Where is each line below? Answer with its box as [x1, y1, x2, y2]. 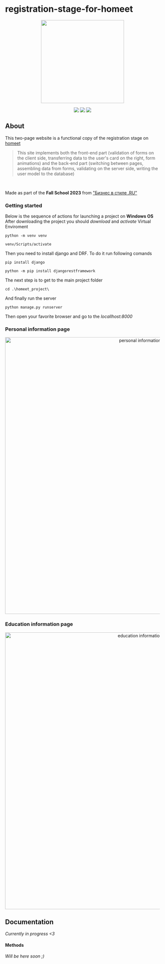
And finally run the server [5, 295, 56, 301]
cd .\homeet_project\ [5, 287, 50, 292]
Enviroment [5, 224, 28, 230]
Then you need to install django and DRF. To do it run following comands [5, 250, 152, 256]
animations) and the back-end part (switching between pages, [17, 160, 143, 166]
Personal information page [5, 326, 70, 333]
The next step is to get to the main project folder [5, 277, 103, 283]
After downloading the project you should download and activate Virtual [5, 218, 151, 224]
